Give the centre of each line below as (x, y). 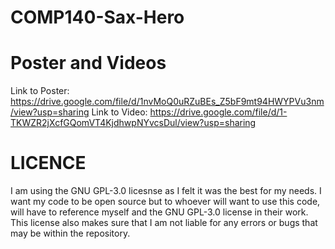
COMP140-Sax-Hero (97, 17)
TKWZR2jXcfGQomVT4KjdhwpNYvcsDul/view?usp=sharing (133, 123)
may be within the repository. (70, 233)
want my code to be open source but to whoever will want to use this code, (165, 202)
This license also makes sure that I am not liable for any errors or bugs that (164, 223)
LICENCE (48, 163)
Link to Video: (119, 112)
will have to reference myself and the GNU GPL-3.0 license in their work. (159, 212)
